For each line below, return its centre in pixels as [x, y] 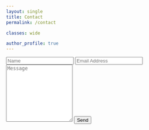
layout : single [25, 11]
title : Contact [25, 17]
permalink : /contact [31, 22]
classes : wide [23, 33]
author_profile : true [32, 44]
